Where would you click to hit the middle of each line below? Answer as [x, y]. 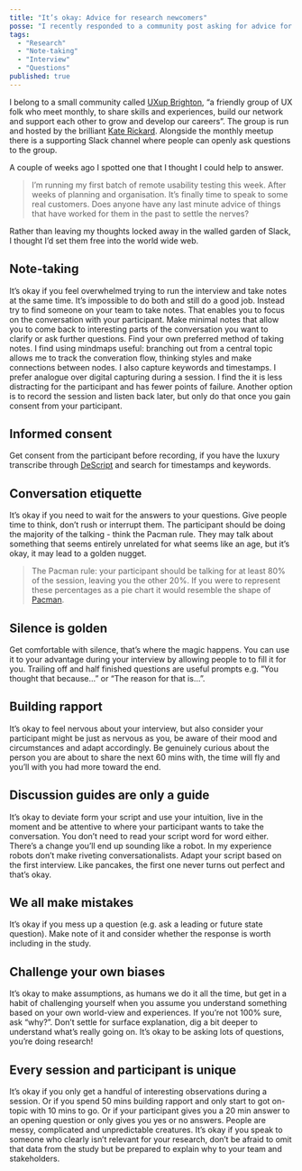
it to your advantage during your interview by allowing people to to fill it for [148, 659]
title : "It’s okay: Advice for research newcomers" [108, 18]
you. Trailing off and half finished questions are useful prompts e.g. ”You [144, 669]
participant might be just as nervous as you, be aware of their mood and [143, 738]
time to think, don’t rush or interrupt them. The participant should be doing [147, 525]
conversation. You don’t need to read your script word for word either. [139, 836]
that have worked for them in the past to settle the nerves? [140, 214]
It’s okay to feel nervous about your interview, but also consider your [137, 728]
